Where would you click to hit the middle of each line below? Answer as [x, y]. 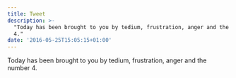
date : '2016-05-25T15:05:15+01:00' [60, 40]
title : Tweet [26, 14]
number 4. [22, 68]
